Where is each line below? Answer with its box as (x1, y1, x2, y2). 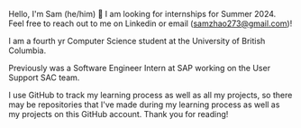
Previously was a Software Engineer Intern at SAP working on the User (8, 63, 271, 73)
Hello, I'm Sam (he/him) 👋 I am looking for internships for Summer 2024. (8, 9, 277, 19)
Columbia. (8, 45, 47, 56)
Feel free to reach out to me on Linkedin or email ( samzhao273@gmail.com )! (8, 18, 293, 29)
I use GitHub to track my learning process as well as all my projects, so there (8, 90, 293, 100)
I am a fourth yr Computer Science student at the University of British (8, 36, 266, 46)
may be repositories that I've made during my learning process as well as (8, 99, 280, 110)
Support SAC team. (8, 72, 80, 83)
